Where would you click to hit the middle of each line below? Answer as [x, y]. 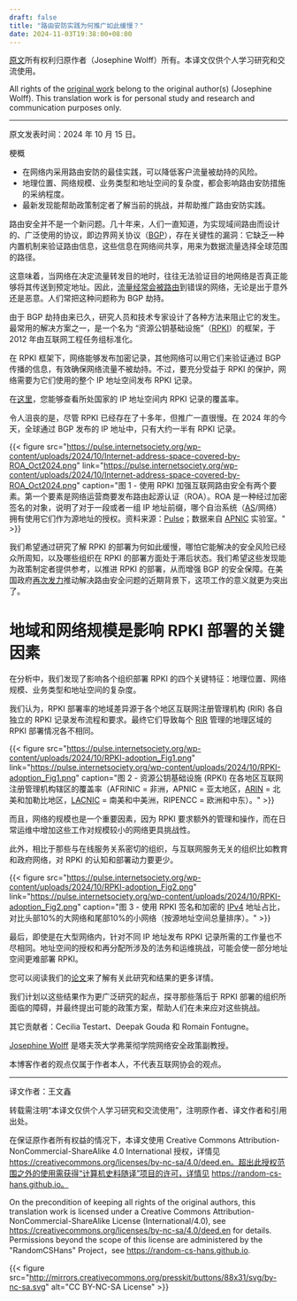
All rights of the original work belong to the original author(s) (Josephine [141, 89]
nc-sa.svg [27, 1287]
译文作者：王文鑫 [40, 1092]
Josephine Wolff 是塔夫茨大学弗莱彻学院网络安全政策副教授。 [122, 1046]
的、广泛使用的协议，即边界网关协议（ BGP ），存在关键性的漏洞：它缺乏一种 [147, 235]
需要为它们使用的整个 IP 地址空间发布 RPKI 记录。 [107, 380]
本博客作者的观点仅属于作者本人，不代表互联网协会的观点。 [118, 1064]
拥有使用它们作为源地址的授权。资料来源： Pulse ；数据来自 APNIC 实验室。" [147, 518]
